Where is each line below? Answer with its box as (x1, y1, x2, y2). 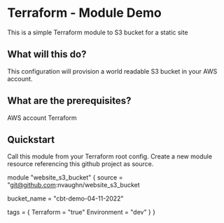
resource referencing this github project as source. (7, 160, 154, 168)
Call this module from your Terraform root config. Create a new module (7, 152, 212, 161)
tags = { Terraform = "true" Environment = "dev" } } (7, 208, 156, 217)
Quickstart (7, 133, 55, 145)
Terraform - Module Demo (7, 5, 162, 21)
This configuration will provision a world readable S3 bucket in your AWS (7, 67, 218, 75)
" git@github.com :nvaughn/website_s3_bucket (7, 181, 140, 189)
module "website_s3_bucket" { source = (7, 173, 123, 182)
